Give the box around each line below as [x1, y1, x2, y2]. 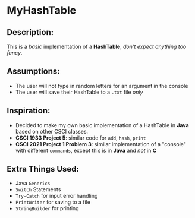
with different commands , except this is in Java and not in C [15, 147, 157, 154]
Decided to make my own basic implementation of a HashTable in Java [15, 121, 189, 128]
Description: [7, 27, 54, 37]
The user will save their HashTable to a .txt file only [15, 89, 143, 96]
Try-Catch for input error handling [15, 192, 98, 200]
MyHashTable [7, 4, 77, 17]
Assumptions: [7, 67, 60, 77]
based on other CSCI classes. [15, 128, 89, 135]
